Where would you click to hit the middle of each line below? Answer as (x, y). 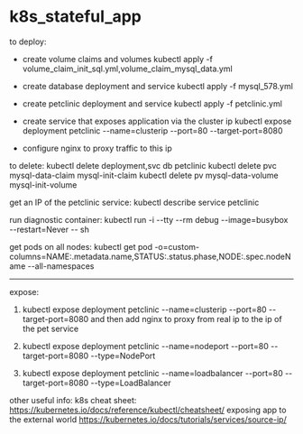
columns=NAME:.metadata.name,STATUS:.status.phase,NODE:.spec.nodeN (150, 256)
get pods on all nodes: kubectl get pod (81, 246)
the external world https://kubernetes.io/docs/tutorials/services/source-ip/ (148, 419)
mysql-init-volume (43, 185)
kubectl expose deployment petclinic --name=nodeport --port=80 (145, 346)
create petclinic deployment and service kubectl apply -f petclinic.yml (152, 103)
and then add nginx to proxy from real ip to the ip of (186, 319)
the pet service (50, 328)
